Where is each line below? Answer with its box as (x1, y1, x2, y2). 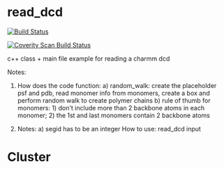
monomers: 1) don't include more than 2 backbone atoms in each (17, 103, 204, 112)
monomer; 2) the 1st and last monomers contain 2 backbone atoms (17, 111, 211, 119)
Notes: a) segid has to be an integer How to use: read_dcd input (17, 124, 201, 133)
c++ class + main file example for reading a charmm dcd (7, 54, 170, 63)
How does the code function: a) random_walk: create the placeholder (17, 81, 217, 89)
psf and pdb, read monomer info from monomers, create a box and (17, 89, 211, 97)
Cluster (7, 149, 51, 165)
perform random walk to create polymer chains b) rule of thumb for (17, 96, 211, 105)
